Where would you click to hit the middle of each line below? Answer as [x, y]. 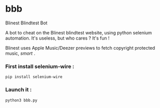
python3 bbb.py [21, 100]
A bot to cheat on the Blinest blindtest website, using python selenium [78, 32]
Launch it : [19, 90]
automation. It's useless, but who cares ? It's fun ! [57, 38]
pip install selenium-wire [34, 77]
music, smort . [20, 53]
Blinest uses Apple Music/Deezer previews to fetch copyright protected [80, 48]
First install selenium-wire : [40, 66]
